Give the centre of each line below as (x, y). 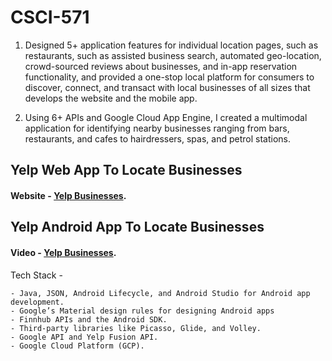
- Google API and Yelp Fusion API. (84, 337)
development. (37, 302)
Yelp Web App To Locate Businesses (126, 170)
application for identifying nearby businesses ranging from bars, (157, 128)
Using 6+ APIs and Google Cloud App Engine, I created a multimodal (166, 117)
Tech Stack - (36, 275)
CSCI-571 (50, 17)
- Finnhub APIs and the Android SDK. (89, 319)
